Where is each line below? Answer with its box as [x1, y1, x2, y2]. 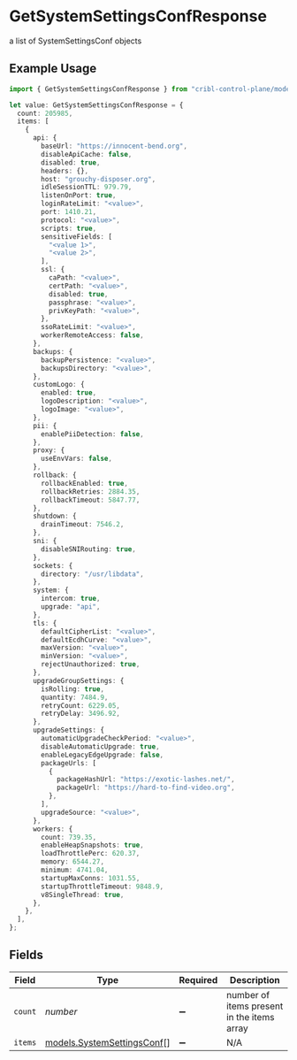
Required [179, 973, 218, 986]
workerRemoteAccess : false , [41, 331, 144, 340]
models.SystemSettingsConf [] [44, 1036, 171, 1048]
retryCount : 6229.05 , [41, 701, 121, 710]
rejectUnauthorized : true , [41, 660, 141, 669]
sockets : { [32, 561, 73, 570]
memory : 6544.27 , [41, 857, 104, 866]
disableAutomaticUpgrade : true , [41, 741, 161, 751]
